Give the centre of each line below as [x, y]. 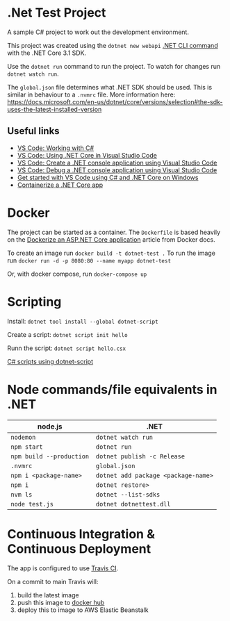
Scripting [34, 302]
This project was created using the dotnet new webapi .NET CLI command [113, 45]
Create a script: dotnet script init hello [67, 334]
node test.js [32, 504]
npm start [27, 447]
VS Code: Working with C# [56, 148]
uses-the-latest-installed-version [55, 109]
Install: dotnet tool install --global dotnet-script [83, 321]
